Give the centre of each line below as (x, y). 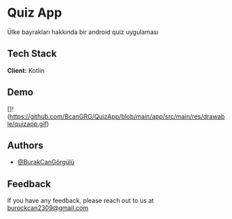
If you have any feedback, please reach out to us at (81, 201)
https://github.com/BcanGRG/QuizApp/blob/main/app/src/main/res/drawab (117, 116)
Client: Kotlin (26, 70)
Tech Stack (32, 54)
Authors (25, 145)
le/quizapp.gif (27, 123)
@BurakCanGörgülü (46, 162)
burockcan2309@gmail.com (48, 208)
